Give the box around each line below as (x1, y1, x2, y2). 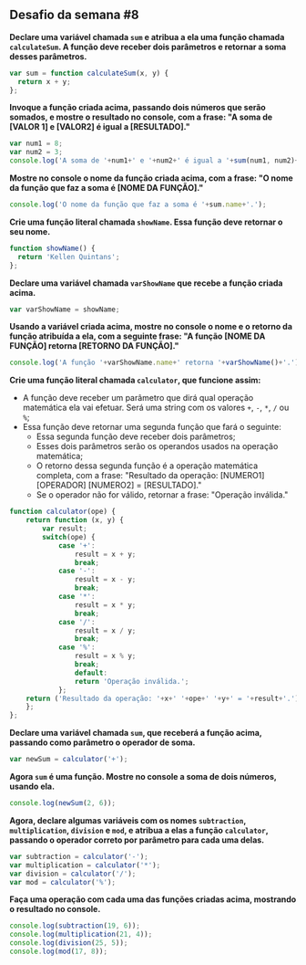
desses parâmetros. (9, 50, 87, 62)
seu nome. (9, 226, 51, 236)
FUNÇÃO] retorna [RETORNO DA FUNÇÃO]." (9, 341, 179, 351)
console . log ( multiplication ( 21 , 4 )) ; (9, 930, 153, 939)
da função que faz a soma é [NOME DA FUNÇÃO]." (9, 183, 204, 194)
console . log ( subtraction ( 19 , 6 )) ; (9, 921, 141, 930)
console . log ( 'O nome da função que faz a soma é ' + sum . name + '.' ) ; (9, 200, 267, 209)
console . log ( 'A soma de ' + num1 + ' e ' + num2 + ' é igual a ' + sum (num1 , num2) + (9, 156, 300, 165)
